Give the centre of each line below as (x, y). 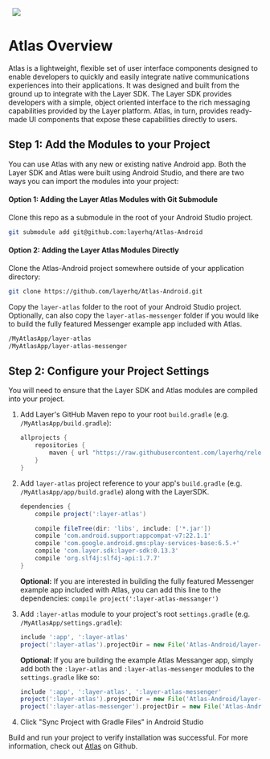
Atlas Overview (61, 46)
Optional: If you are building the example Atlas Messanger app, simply (137, 660)
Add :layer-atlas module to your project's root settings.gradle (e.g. (135, 613)
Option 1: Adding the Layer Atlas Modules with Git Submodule (113, 199)
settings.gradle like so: (60, 677)
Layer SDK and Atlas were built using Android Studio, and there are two (127, 172)
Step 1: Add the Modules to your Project (109, 145)
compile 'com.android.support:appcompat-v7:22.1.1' (123, 536)
